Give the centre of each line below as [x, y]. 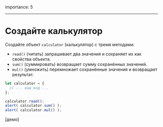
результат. [23, 74]
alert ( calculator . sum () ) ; [33, 106]
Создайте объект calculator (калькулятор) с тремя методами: [70, 44]
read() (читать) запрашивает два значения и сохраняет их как [77, 54]
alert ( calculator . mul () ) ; [33, 110]
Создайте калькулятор [54, 31]
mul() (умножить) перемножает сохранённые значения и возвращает [85, 69]
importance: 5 [19, 7]
